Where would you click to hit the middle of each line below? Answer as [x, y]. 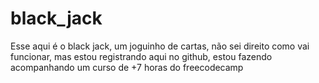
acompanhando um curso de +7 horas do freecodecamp [127, 67]
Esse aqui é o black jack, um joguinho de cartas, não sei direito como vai [160, 46]
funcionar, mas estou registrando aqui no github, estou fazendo [141, 56]
